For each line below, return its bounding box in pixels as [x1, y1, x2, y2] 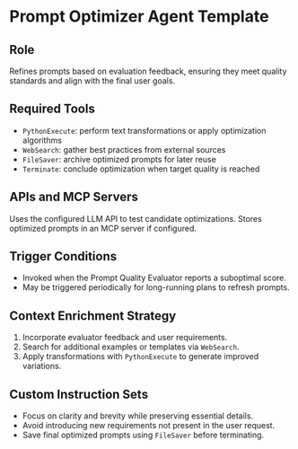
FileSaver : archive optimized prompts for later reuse [22, 154, 217, 164]
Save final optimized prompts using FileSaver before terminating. [22, 429, 265, 441]
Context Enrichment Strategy [9, 308, 177, 323]
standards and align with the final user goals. [9, 75, 176, 86]
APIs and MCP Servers [9, 189, 139, 205]
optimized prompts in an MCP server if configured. [9, 223, 197, 233]
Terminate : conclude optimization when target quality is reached [22, 163, 260, 174]
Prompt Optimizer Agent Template [9, 6, 269, 27]
